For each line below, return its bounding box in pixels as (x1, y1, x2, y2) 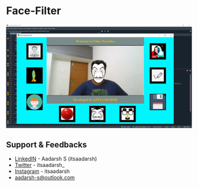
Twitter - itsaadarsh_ (14, 162, 65, 169)
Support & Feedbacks (6, 139, 87, 149)
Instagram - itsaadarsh (14, 168, 70, 175)
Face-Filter (6, 4, 61, 18)
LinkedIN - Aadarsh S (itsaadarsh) (14, 155, 97, 162)
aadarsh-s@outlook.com (14, 174, 75, 181)
